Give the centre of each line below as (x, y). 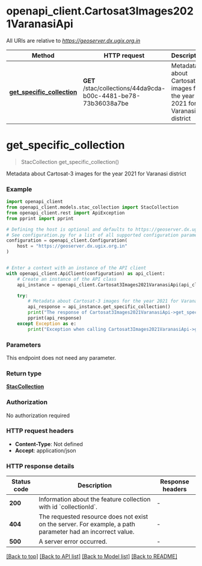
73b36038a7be (106, 103)
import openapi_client (35, 202)
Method (43, 55)
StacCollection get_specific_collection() (70, 162)
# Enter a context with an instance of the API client (76, 268)
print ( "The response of (57, 313)
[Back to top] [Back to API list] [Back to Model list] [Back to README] (92, 556)
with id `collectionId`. (68, 507)
